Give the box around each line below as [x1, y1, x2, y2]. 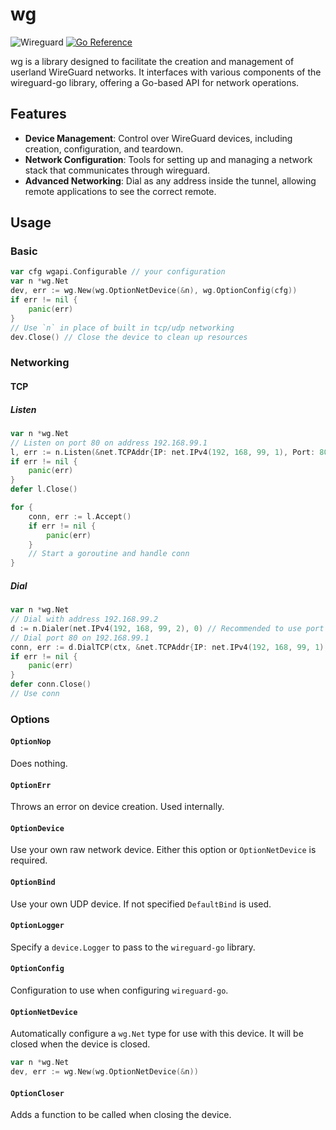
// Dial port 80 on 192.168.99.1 [10, 633, 150, 643]
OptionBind [10, 878, 56, 888]
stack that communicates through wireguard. [24, 164, 211, 176]
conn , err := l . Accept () [28, 511, 132, 522]
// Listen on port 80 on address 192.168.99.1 [10, 438, 208, 448]
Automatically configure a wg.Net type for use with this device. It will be [10, 1028, 304, 1040]
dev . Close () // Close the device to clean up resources [10, 332, 248, 342]
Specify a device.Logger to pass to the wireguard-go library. [10, 941, 256, 953]
